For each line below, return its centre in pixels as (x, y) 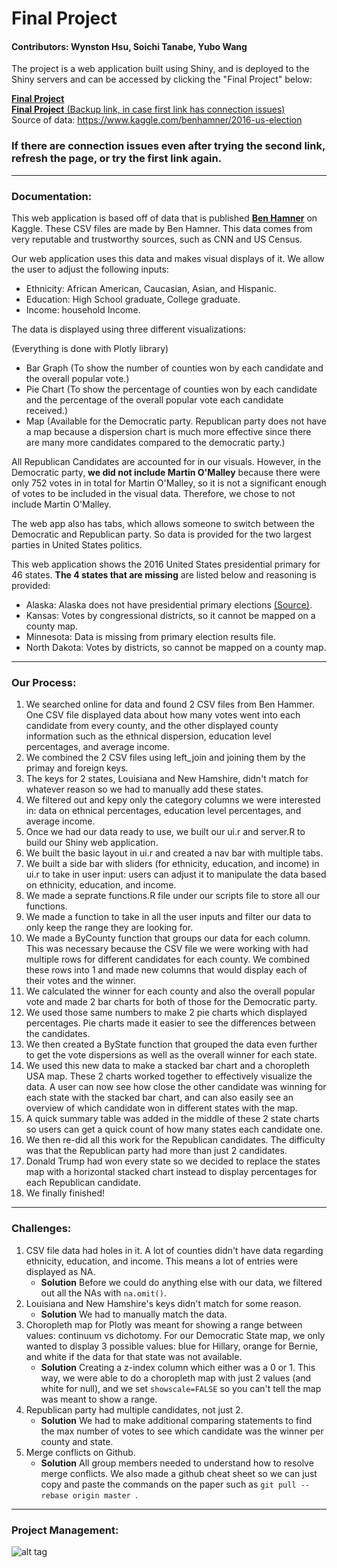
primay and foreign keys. (77, 768)
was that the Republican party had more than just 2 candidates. (156, 1151)
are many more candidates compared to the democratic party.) (155, 442)
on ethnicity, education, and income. (101, 885)
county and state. (77, 1441)
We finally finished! (65, 1193)
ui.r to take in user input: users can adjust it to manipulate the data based (176, 874)
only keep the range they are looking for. (109, 928)
